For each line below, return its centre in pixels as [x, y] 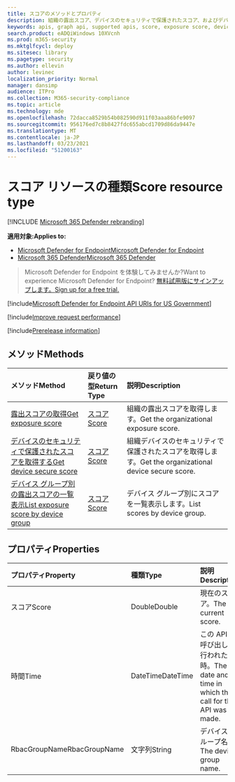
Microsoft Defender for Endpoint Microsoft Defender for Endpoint [111, 250]
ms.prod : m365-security [42, 40]
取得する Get [45, 462]
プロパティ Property [43, 575]
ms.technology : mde [36, 111]
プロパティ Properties [54, 549]
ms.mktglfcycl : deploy [40, 46]
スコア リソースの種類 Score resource [115, 187]
